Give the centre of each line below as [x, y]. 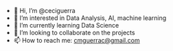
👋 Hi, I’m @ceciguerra [44, 11]
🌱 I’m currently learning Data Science [66, 25]
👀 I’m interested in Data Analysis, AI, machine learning [90, 18]
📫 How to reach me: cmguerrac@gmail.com [77, 40]
